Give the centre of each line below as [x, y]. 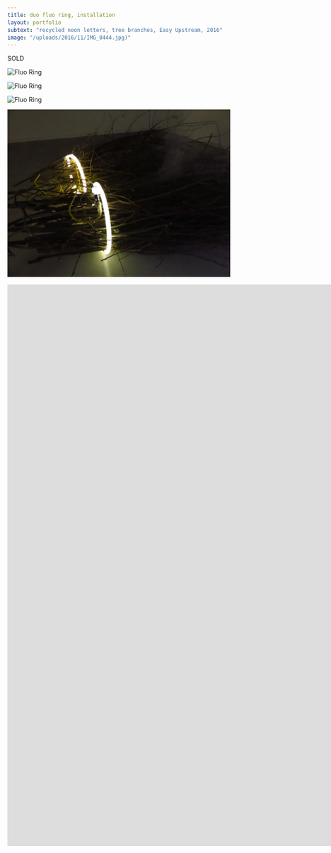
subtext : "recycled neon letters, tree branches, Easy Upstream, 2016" [115, 30]
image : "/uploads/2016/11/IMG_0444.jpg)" [69, 38]
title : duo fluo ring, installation [61, 15]
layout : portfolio [34, 22]
